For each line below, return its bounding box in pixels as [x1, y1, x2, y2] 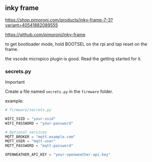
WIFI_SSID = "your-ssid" [5, 116, 56, 121]
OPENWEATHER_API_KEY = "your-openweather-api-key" [5, 152, 111, 157]
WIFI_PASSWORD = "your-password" [5, 121, 74, 126]
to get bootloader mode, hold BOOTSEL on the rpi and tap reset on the [5, 41, 148, 47]
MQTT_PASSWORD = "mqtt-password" [5, 143, 74, 148]
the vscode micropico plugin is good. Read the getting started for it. [5, 56, 142, 62]
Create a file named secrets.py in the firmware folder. [5, 89, 113, 94]
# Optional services [5, 130, 48, 135]
